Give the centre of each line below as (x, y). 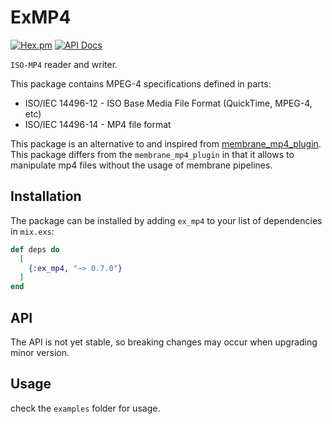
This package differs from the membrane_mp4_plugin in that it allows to (152, 154)
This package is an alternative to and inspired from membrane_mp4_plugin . (166, 143)
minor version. (40, 352)
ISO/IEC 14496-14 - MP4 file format (98, 124)
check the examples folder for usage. (85, 408)
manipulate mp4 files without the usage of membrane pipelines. (141, 165)
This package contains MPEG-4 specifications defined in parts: (141, 83)
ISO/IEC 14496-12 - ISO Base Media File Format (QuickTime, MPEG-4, (168, 103)
